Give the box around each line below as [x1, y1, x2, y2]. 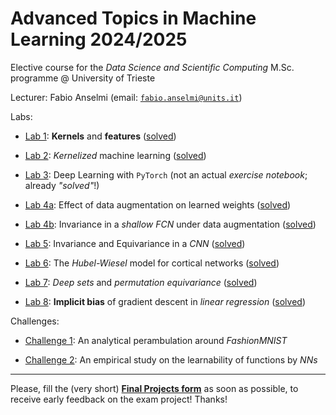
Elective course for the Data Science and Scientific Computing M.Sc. [10, 61, 295, 73]
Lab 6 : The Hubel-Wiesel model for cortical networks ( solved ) [24, 257, 280, 269]
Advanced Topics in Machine [10, 7, 257, 30]
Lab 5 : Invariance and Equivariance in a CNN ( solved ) [24, 237, 246, 249]
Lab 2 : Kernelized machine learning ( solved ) [24, 149, 207, 161]
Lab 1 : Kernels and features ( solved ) [24, 130, 177, 142]
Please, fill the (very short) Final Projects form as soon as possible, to [10, 382, 299, 394]
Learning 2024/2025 [10, 28, 188, 51]
